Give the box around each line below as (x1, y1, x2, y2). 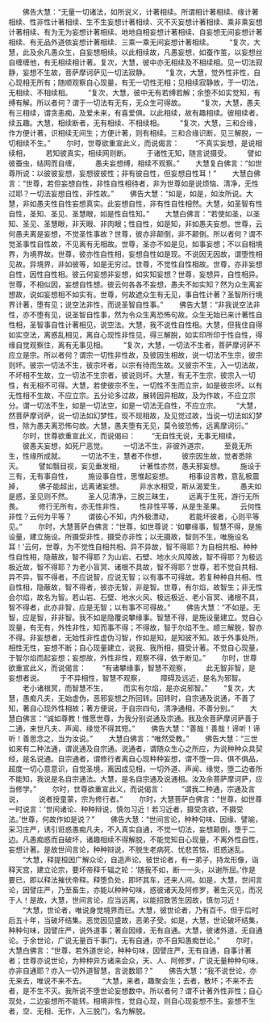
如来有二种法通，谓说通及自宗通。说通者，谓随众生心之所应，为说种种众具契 (8, 744, 263, 753)
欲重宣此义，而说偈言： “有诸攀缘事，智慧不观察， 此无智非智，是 (8, 663, 256, 673)
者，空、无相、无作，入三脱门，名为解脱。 (8, 1006, 150, 1016)
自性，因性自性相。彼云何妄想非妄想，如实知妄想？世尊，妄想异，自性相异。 (8, 270, 263, 279)
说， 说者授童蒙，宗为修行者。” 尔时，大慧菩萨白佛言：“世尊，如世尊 (8, 795, 263, 803)
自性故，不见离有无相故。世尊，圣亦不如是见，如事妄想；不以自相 (35, 239, 256, 249)
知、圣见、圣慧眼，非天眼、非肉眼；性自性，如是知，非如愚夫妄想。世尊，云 (8, 219, 263, 228)
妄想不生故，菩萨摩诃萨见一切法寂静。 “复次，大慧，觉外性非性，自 (22, 68, 261, 77)
